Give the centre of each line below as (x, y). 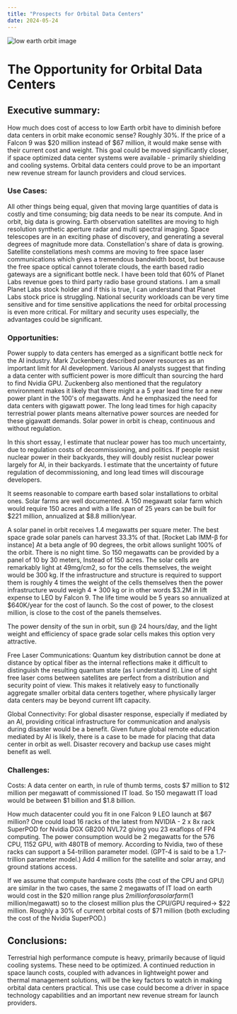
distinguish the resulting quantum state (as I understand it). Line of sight (112, 670)
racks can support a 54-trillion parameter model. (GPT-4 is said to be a (111, 852)
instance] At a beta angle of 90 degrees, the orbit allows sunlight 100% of (115, 545)
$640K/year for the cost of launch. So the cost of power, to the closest (110, 605)
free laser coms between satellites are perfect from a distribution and (108, 678)
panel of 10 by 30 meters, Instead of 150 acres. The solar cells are (103, 560)
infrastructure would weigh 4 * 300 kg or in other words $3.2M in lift (107, 590)
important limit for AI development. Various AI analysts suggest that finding (117, 368)
